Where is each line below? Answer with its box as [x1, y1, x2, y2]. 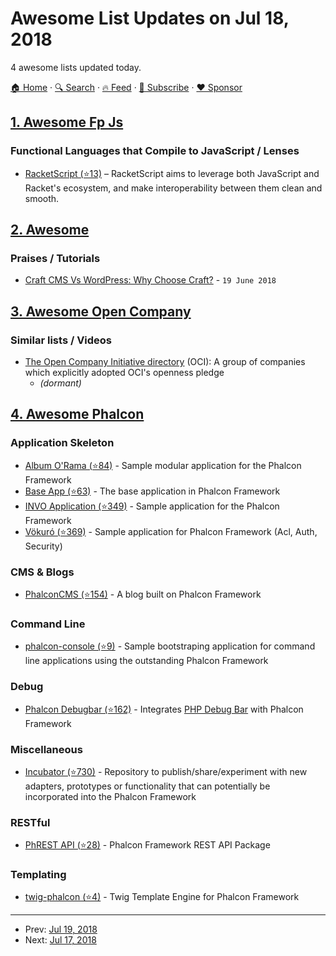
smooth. [24, 192, 60, 204]
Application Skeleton [10, 436, 115, 450]
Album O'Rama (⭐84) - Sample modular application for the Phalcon [24, 459, 302, 471]
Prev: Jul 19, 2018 [24, 923, 98, 936]
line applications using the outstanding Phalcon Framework [24, 655, 269, 667]
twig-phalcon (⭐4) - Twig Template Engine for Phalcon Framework [24, 891, 300, 903]
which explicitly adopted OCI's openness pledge [24, 367, 225, 378]
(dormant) [39, 377, 82, 389]
